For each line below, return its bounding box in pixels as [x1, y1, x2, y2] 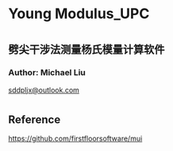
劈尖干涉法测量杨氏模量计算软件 [8, 43, 165, 56]
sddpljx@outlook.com [8, 85, 79, 95]
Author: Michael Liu [8, 67, 86, 78]
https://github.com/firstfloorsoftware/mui [8, 134, 143, 143]
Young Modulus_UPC [8, 5, 150, 23]
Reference [8, 112, 61, 126]
